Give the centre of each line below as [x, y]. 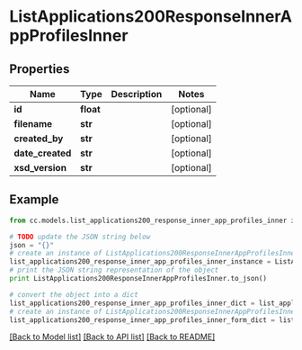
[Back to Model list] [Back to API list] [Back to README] [112, 337]
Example [34, 200]
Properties [40, 69]
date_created [43, 153]
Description [137, 94]
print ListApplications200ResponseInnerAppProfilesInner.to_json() [138, 279]
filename [33, 124]
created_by [39, 139]
